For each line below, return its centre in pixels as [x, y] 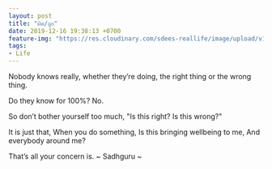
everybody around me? [47, 141]
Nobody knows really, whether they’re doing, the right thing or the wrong [130, 76]
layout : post [30, 16]
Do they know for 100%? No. [56, 101]
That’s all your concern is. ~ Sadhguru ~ [75, 156]
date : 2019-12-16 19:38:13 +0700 [65, 31]
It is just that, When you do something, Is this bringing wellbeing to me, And [134, 132]
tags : [17, 46]
